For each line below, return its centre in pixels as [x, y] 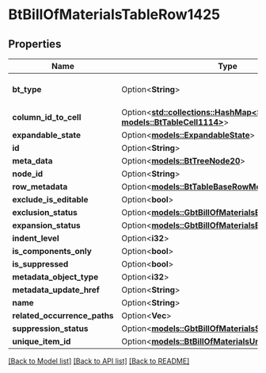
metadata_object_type [55, 277]
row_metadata [40, 186]
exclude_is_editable [50, 200]
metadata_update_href [56, 290]
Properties [35, 44]
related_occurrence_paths [63, 315]
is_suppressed [40, 264]
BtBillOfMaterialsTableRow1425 [114, 15]
